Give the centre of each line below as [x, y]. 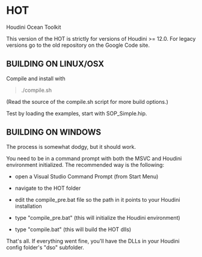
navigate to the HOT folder [48, 188]
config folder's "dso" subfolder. [45, 247]
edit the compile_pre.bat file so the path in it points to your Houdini [97, 199]
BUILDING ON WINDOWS [54, 132]
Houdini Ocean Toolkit [34, 27]
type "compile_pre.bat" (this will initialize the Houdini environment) [97, 217]
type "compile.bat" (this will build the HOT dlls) [73, 229]
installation [28, 206]
